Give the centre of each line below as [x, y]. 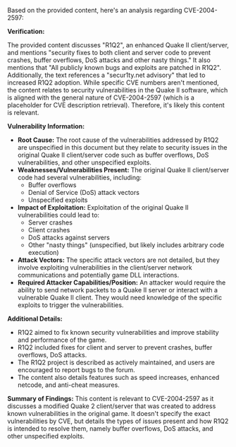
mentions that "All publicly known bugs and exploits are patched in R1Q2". [114, 67]
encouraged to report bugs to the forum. [76, 370]
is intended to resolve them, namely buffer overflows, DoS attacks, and [110, 429]
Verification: [26, 31]
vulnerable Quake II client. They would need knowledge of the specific [120, 297]
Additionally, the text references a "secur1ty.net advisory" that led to [106, 75]
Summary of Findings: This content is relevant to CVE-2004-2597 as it [111, 399]
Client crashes [49, 230]
